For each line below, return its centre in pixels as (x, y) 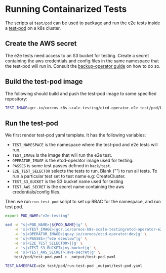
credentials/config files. (36, 192)
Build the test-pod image (44, 82)
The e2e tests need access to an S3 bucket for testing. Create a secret (77, 55)
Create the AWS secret (41, 44)
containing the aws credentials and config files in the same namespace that (82, 61)
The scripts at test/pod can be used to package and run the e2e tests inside (83, 23)
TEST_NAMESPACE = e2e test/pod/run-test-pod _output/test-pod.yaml (74, 266)
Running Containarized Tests (66, 9)
